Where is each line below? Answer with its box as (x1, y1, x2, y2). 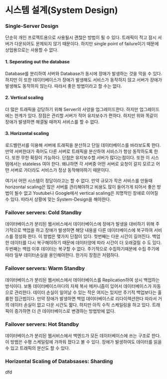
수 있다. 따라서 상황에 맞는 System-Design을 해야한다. (5, 196, 111, 202)
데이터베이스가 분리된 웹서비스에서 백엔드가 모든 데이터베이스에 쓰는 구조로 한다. (5, 332, 161, 339)
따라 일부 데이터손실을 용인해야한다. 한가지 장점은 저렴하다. (5, 252, 120, 258)
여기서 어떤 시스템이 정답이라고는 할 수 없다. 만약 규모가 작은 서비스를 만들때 (5, 178, 153, 184)
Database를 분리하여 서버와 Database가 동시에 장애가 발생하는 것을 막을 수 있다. (5, 70, 163, 76)
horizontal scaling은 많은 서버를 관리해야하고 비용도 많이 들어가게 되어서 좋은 (5, 184, 156, 190)
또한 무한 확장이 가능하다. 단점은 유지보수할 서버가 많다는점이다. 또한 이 (11, 155, 150, 161)
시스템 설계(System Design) (5, 4, 118, 16)
